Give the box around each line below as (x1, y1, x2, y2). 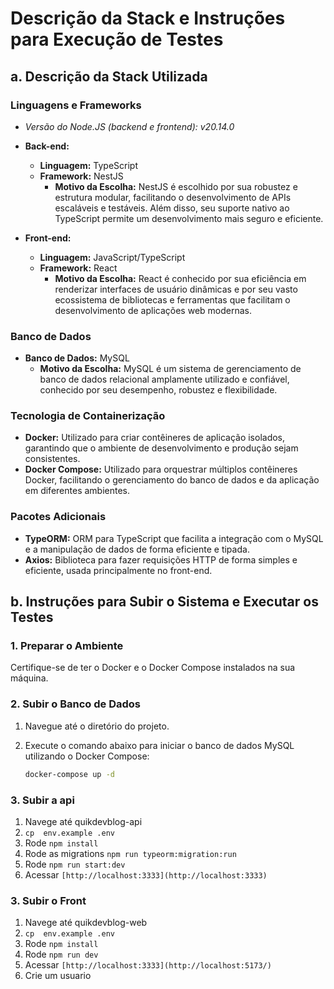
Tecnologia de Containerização (10, 409, 166, 423)
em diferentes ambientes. (24, 485, 131, 497)
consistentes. (24, 453, 81, 465)
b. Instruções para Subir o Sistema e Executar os (10, 593, 319, 611)
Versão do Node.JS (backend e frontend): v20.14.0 (24, 120, 235, 132)
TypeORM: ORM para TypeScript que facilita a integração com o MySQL (24, 532, 324, 544)
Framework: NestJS (39, 170, 124, 182)
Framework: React (39, 262, 118, 274)
